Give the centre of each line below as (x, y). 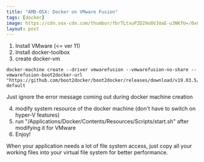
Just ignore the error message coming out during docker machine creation (100, 97)
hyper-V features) (37, 115)
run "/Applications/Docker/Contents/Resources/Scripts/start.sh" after (102, 121)
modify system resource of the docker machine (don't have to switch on (105, 109)
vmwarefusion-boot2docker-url (45, 75)
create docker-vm (38, 59)
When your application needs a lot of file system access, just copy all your (99, 146)
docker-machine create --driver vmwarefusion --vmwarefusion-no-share (97, 70)
